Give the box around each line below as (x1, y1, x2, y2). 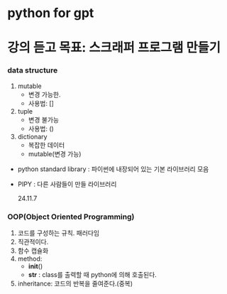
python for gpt (7, 5, 94, 21)
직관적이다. (17, 237, 49, 246)
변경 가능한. (28, 90, 61, 99)
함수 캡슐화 (17, 246, 49, 255)
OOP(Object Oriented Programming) (7, 212, 135, 222)
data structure (7, 65, 58, 75)
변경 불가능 (28, 115, 59, 124)
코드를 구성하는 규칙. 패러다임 (17, 229, 100, 237)
